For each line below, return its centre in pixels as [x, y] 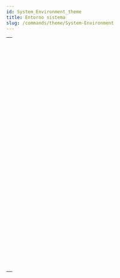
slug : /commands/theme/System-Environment [60, 23]
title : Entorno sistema [36, 17]
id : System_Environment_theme [44, 12]
